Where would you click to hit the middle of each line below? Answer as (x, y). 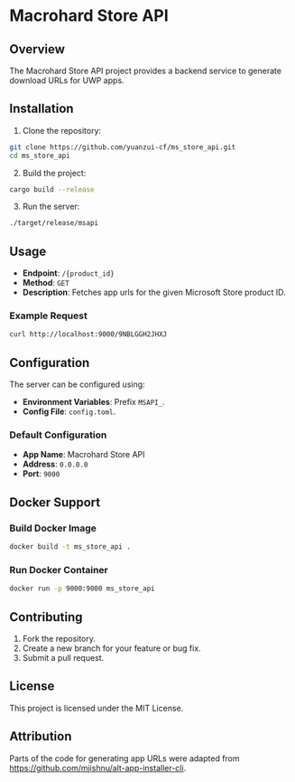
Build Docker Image (53, 528)
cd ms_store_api (40, 155)
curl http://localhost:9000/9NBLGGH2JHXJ (88, 334)
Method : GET (46, 283)
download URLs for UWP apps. (67, 80)
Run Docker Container (59, 570)
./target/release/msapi (54, 223)
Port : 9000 (41, 474)
